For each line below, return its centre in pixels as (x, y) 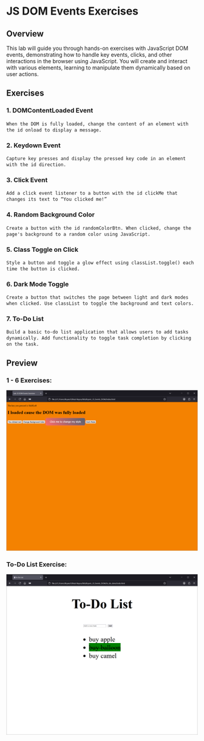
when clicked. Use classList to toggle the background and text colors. (100, 304)
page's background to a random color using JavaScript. (78, 234)
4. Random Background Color (51, 215)
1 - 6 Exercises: (29, 380)
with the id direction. (36, 165)
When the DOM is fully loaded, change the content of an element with (97, 124)
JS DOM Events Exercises (72, 11)
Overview (25, 34)
